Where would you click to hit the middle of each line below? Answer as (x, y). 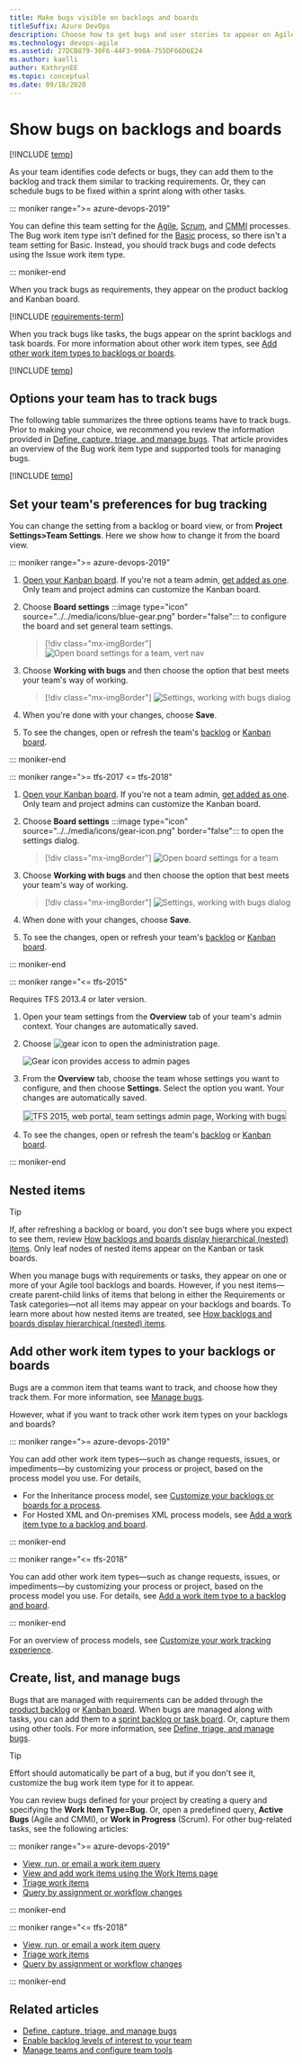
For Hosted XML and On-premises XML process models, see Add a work (157, 1515)
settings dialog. (51, 841)
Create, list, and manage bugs (95, 1678)
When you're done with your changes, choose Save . (120, 715)
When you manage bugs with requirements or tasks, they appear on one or (148, 1276)
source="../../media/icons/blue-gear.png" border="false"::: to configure (155, 617)
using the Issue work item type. (67, 254)
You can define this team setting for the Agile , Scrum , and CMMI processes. (150, 225)
